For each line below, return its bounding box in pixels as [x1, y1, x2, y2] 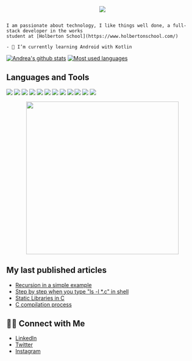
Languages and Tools [6, 72, 90, 82]
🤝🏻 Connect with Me [6, 318, 85, 329]
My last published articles [6, 265, 107, 275]
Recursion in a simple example [15, 281, 92, 288]
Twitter [15, 341, 34, 348]
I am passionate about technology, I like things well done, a [6, 23, 171, 29]
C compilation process [15, 301, 72, 308]
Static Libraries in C [15, 294, 65, 302]
